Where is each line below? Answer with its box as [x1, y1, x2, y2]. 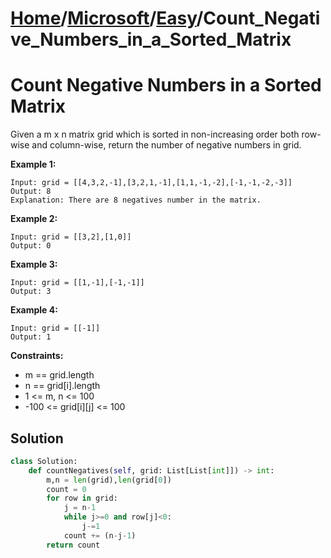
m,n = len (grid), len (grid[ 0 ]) [46, 475, 172, 485]
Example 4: [10, 304, 58, 316]
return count [46, 540, 101, 550]
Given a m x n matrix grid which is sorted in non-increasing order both [10, 128, 300, 141]
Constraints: [10, 350, 64, 362]
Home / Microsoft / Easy [10, 7, 197, 30]
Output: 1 [10, 332, 52, 342]
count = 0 [46, 484, 87, 494]
